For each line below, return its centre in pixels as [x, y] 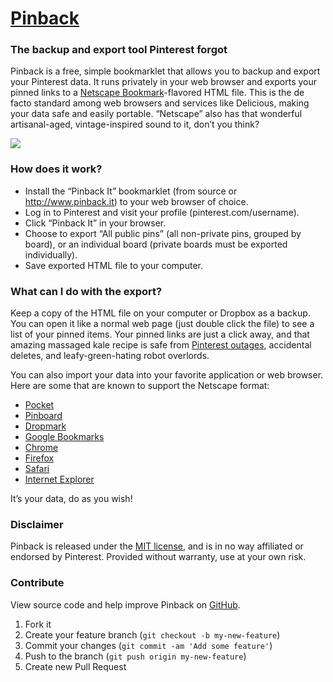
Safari [37, 469]
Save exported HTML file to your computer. [113, 265]
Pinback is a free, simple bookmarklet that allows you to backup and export [165, 71]
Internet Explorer [59, 479]
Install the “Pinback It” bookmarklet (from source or [131, 191]
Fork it [38, 624]
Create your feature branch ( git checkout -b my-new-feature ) [152, 634]
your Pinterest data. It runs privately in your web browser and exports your [164, 82]
